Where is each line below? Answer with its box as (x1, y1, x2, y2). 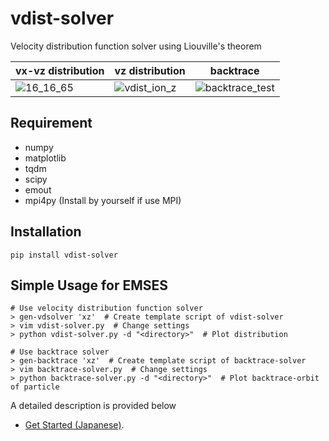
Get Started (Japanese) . (24, 419, 125, 431)
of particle (10, 382, 60, 392)
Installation (10, 223, 82, 241)
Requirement (10, 115, 93, 132)
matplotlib (24, 152, 67, 164)
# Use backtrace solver (10, 347, 110, 357)
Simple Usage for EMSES (10, 277, 168, 294)
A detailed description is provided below (10, 400, 177, 412)
